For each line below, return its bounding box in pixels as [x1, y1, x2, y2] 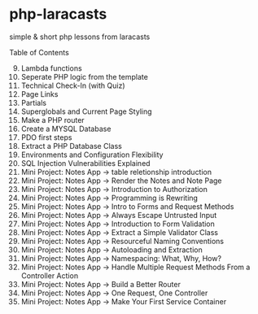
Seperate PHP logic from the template [20, 72, 149, 81]
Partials [20, 98, 47, 107]
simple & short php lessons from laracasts [9, 32, 151, 41]
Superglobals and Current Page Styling [20, 107, 153, 116]
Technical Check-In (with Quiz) [20, 81, 125, 90]
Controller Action [20, 270, 79, 281]
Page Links [20, 89, 59, 98]
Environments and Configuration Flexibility [20, 150, 164, 159]
